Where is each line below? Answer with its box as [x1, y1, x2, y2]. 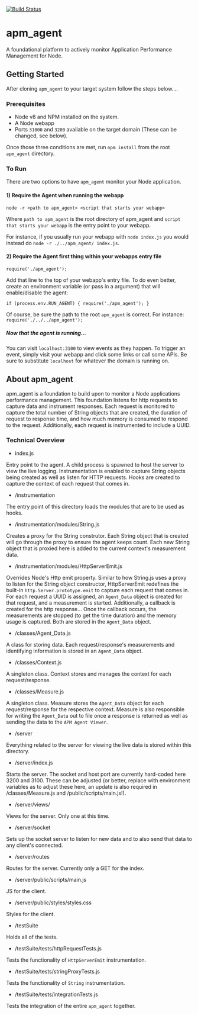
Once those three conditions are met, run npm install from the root [6, 144, 170, 151]
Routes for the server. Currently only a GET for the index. [6, 865, 145, 872]
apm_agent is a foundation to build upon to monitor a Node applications [6, 390, 180, 397]
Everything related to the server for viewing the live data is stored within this [6, 741, 192, 749]
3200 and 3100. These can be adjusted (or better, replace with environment [6, 776, 190, 784]
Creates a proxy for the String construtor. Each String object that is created [6, 532, 189, 539]
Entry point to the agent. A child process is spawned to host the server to [6, 461, 184, 468]
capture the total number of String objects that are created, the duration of [6, 409, 187, 416]
